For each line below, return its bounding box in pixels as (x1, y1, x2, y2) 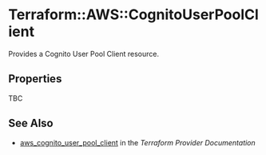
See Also (8, 117, 54, 130)
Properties (8, 72, 62, 85)
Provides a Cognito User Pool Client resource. (8, 49, 160, 58)
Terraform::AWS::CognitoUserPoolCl (8, 6, 260, 24)
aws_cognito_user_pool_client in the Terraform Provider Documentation (19, 137, 256, 147)
